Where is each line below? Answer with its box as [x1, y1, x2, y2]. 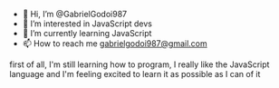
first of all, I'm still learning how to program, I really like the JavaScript [9, 59, 270, 70]
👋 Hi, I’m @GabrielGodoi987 [22, 9, 128, 19]
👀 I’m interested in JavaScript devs [22, 18, 152, 29]
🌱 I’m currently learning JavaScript [22, 28, 152, 38]
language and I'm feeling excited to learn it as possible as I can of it [9, 69, 261, 79]
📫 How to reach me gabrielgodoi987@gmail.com [22, 38, 207, 49]
